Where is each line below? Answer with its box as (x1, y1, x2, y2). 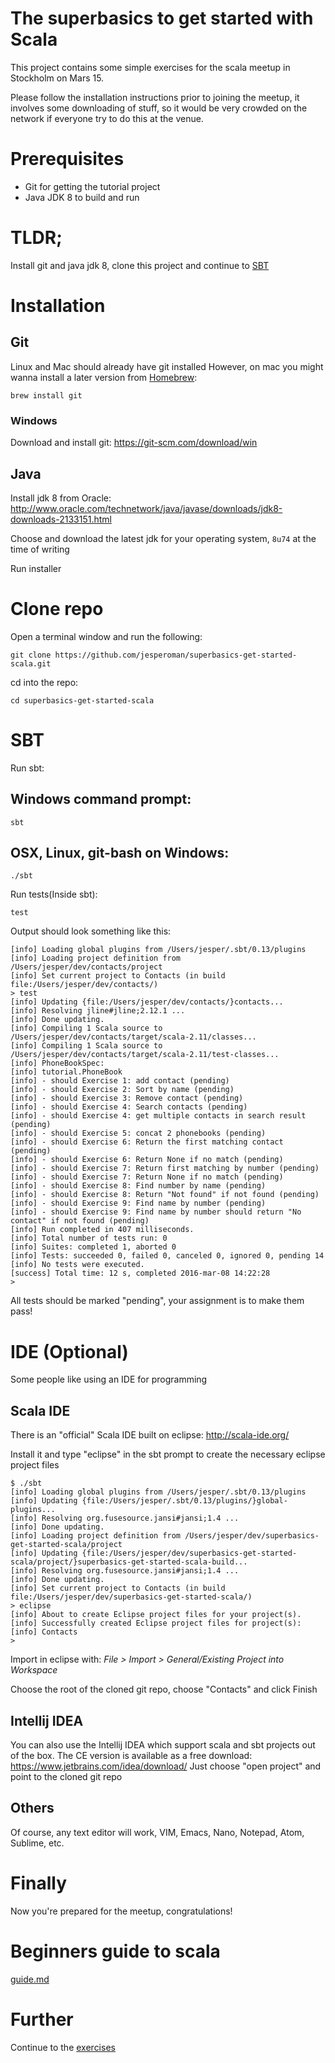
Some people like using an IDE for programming (10, 1373, 208, 1386)
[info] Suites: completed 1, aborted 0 (10, 1242, 177, 1252)
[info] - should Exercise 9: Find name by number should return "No (10, 1207, 302, 1217)
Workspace (10, 1664, 58, 1676)
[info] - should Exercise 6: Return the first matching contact (10, 1137, 284, 1147)
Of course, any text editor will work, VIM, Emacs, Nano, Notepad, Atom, (10, 1826, 305, 1838)
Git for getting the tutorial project (24, 180, 161, 192)
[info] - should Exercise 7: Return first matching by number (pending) (10, 1163, 320, 1174)
